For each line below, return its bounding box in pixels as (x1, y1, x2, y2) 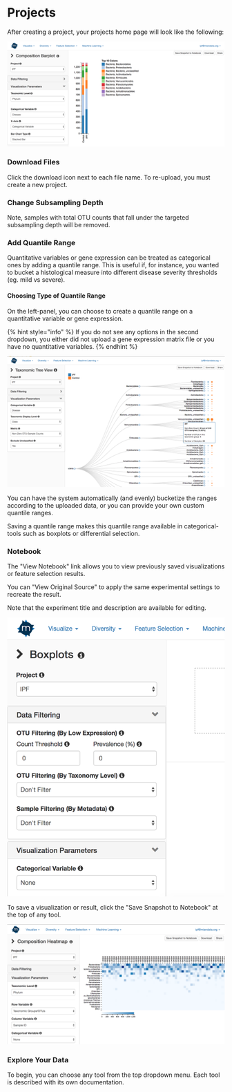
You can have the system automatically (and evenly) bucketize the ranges (7, 494, 217, 502)
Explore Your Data (7, 1055, 69, 1064)
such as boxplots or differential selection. (22, 529, 140, 537)
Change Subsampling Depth (7, 198, 104, 207)
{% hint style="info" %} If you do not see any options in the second (7, 327, 199, 336)
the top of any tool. (7, 910, 61, 919)
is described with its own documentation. (7, 1077, 124, 1086)
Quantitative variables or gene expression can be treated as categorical (7, 253, 211, 262)
